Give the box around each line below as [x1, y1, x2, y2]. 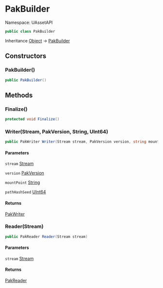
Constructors [5, 52, 47, 60]
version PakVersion [5, 170, 45, 176]
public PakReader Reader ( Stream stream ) [5, 234, 88, 239]
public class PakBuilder [5, 29, 55, 34]
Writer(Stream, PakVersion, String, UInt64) [5, 128, 108, 135]
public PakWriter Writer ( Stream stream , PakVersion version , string [5, 139, 147, 144]
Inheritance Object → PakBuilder [5, 38, 70, 43]
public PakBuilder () [5, 77, 47, 82]
